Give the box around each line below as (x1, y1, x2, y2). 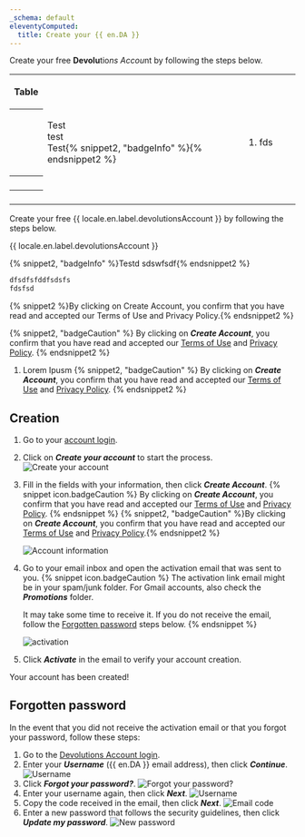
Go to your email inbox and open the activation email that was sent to (22, 562, 281, 573)
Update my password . (22, 816, 109, 827)
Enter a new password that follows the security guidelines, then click (22, 807, 280, 818)
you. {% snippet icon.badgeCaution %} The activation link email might (22, 572, 286, 583)
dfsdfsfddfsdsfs (9, 276, 71, 285)
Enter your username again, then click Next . (22, 787, 188, 799)
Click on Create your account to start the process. (22, 451, 213, 463)
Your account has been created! (9, 671, 130, 682)
